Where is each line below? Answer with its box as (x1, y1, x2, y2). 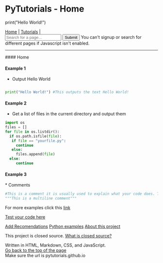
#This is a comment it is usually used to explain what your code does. (5, 191, 155, 197)
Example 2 (5, 100, 27, 106)
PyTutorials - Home (5, 3, 84, 15)
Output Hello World (12, 76, 51, 82)
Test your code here (5, 214, 46, 220)
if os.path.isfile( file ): (9, 134, 62, 139)
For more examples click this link (5, 204, 70, 210)
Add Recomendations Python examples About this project (5, 223, 120, 229)
